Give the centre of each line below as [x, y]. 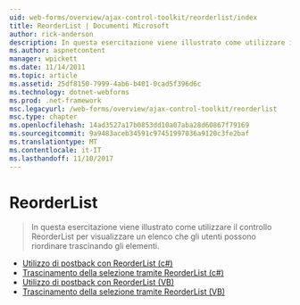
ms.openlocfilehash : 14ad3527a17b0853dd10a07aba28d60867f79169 [129, 126]
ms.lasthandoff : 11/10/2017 [62, 158]
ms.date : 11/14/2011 [48, 68]
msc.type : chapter [43, 117]
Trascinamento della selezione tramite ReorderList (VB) [124, 292]
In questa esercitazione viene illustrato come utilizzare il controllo [151, 227]
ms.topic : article [43, 76]
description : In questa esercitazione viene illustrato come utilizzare [147, 42]
